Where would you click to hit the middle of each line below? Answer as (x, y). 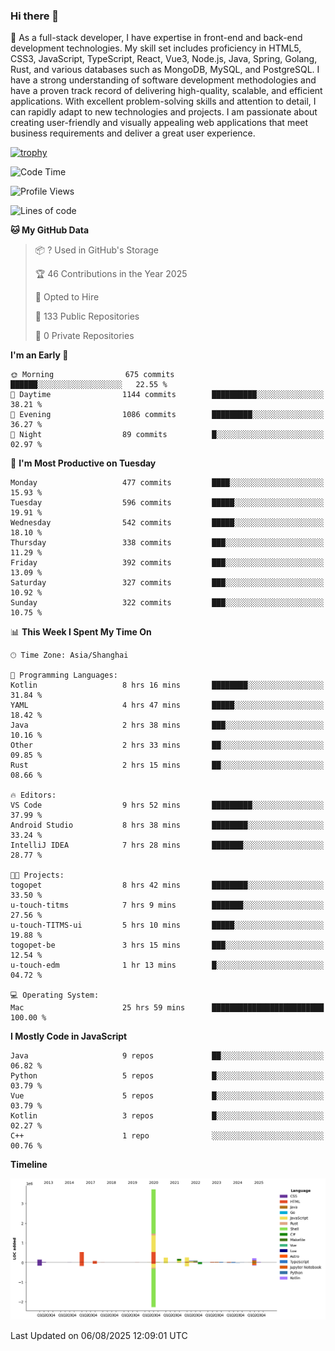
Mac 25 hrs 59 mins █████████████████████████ (167, 1008)
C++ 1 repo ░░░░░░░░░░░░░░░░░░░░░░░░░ (167, 1136)
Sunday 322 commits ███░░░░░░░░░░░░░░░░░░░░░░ (167, 603)
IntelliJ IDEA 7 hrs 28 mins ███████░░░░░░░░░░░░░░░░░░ (167, 845)
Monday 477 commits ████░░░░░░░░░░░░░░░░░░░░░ (167, 483)
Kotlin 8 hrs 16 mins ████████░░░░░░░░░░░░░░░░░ (167, 685)
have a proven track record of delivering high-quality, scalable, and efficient (166, 91)
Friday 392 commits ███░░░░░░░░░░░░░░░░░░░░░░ (167, 563)
